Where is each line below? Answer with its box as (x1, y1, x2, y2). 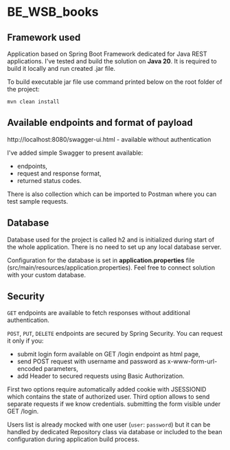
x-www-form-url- (167, 357, 218, 365)
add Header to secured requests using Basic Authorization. (16, 372, 185, 381)
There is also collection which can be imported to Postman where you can (7, 190, 217, 198)
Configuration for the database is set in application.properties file (7, 256, 195, 264)
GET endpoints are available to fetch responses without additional (7, 309, 191, 317)
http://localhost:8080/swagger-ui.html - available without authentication (7, 135, 211, 143)
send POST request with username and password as (16, 357, 166, 365)
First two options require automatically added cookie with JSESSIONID (7, 385, 207, 394)
